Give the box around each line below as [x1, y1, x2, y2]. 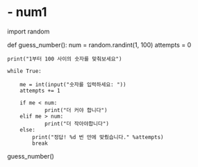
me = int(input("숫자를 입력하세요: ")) [19, 81, 126, 88]
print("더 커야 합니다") [44, 106, 108, 113]
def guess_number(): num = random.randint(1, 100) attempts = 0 [7, 40, 192, 49]
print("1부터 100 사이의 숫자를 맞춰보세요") [7, 55, 122, 63]
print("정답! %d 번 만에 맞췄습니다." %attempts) [32, 134, 164, 141]
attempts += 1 [19, 87, 60, 94]
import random [7, 27, 50, 35]
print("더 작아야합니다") [44, 120, 110, 127]
